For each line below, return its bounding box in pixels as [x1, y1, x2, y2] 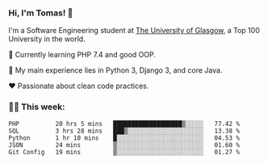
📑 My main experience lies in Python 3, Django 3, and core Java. [8, 65, 223, 75]
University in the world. [8, 34, 86, 44]
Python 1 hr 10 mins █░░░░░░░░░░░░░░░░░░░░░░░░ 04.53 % [8, 133, 241, 142]
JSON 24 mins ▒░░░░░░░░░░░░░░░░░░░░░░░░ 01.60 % [8, 141, 241, 149]
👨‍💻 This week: [8, 101, 66, 112]
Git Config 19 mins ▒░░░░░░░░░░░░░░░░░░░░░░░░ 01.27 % [8, 148, 241, 156]
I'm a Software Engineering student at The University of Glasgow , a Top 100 [8, 26, 260, 36]
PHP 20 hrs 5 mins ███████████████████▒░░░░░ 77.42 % [8, 120, 241, 128]
